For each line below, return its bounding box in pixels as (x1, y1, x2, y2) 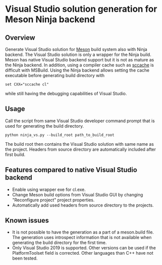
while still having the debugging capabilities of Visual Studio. (5, 91, 127, 96)
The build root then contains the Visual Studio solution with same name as (5, 141, 154, 147)
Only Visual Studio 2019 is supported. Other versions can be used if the (12, 245, 156, 251)
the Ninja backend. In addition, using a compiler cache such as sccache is (5, 62, 154, 68)
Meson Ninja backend (5, 14, 95, 25)
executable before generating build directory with (5, 73, 105, 78)
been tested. (12, 255, 38, 261)
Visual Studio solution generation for (5, 3, 158, 15)
